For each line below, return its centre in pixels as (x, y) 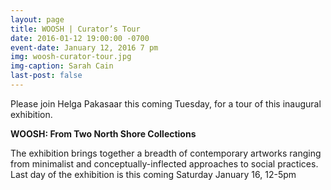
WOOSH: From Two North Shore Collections (103, 133)
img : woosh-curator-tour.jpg (71, 57)
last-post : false (46, 76)
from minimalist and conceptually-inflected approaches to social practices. (164, 163)
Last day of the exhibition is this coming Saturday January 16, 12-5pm (153, 174)
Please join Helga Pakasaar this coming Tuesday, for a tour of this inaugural (166, 103)
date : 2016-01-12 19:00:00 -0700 (80, 38)
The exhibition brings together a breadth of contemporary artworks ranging (166, 153)
